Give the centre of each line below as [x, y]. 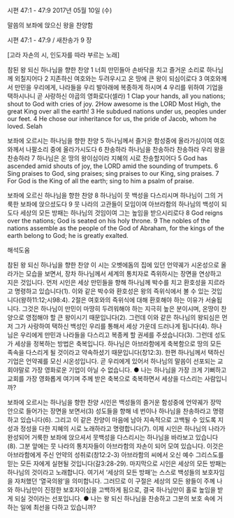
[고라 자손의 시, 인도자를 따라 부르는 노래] [64, 55]
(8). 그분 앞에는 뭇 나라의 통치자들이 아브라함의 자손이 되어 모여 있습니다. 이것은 [116, 446]
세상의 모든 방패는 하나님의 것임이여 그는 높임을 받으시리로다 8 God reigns [122, 213]
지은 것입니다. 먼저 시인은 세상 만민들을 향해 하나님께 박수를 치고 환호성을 [107, 282]
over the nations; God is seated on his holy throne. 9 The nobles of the [109, 220]
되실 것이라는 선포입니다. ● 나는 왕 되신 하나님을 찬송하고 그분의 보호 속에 [115, 498]
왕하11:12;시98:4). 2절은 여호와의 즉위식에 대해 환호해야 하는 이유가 [112, 300]
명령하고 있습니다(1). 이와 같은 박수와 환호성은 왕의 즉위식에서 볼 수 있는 [112, 291]
